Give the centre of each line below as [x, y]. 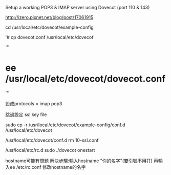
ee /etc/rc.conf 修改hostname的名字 [48, 167]
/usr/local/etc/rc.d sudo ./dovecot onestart [50, 150]
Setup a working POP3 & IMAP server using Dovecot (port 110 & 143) [78, 7]
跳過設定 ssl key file [26, 114]
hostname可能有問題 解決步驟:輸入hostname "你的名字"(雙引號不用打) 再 [82, 161]
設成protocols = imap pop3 [34, 103]
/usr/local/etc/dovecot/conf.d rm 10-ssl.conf [52, 140]
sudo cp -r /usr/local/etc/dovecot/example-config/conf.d [65, 125]
